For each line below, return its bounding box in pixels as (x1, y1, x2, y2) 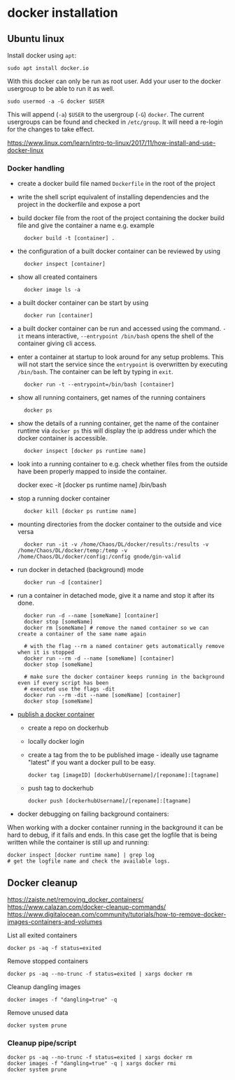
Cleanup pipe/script (7, 1038, 77, 1048)
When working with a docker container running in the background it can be (7, 823, 224, 832)
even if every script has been (17, 679, 109, 686)
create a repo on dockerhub (27, 723, 108, 732)
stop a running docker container (17, 494, 111, 503)
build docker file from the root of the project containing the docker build (17, 214, 225, 222)
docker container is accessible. (17, 434, 108, 442)
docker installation (7, 5, 118, 21)
